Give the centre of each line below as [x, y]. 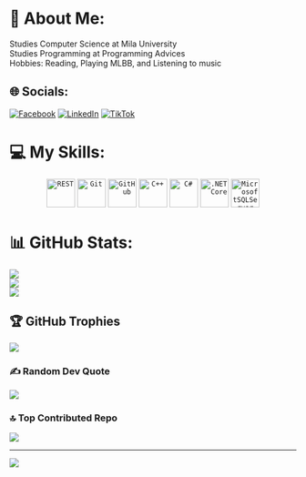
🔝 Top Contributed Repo [64, 418]
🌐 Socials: [39, 91]
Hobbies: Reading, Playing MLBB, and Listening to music [116, 63]
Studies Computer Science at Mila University [93, 44]
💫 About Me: [57, 19]
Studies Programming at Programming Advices [97, 53]
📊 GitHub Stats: [71, 243]
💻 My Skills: [57, 152]
